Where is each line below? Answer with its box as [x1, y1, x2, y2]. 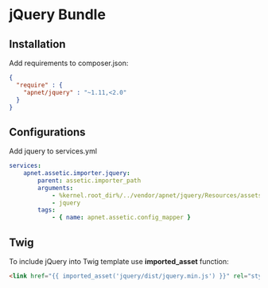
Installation [9, 37, 66, 51]
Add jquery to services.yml [9, 146, 98, 156]
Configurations [9, 125, 86, 138]
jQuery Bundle [9, 6, 107, 24]
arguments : [37, 184, 74, 192]
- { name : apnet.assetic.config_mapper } [51, 213, 192, 222]
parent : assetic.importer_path [37, 177, 142, 185]
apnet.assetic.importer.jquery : [23, 169, 130, 177]
